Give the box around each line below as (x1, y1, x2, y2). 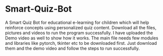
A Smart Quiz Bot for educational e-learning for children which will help (5, 19, 149, 25)
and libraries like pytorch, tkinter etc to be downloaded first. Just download (5, 40, 157, 46)
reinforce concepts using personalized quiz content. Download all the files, (5, 24, 157, 30)
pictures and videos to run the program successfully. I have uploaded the (5, 30, 153, 36)
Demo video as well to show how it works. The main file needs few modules (5, 35, 159, 41)
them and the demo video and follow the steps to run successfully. (5, 45, 140, 51)
